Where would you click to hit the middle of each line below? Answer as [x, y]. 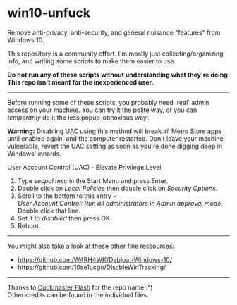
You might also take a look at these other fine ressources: [91, 246]
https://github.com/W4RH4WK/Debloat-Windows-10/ [95, 259]
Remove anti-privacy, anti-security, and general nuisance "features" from [114, 32]
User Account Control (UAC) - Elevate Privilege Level [84, 167]
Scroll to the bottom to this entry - [67, 196]
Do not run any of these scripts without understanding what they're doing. [119, 75]
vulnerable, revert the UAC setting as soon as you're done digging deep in [115, 146]
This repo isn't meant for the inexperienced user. [80, 82]
